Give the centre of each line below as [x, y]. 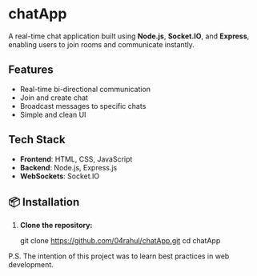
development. [31, 265]
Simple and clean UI [53, 114]
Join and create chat [54, 98]
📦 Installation [44, 202]
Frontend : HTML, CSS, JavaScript [76, 159]
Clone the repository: [56, 226]
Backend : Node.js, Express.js [68, 167]
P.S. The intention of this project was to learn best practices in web [119, 256]
